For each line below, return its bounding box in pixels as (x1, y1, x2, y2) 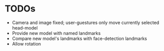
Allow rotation (12, 40, 41, 46)
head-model (12, 24, 38, 30)
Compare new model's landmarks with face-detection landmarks (12, 35, 147, 41)
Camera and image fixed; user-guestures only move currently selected (12, 19, 159, 25)
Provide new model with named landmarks (12, 30, 101, 36)
